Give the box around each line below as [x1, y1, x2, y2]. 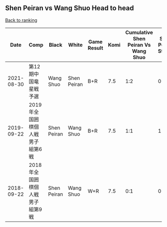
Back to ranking [5, 17, 37, 23]
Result [87, 44, 103, 51]
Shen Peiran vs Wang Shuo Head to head [5, 4, 134, 12]
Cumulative [125, 29, 153, 36]
